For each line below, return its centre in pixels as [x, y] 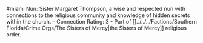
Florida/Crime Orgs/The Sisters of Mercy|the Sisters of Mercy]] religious [96, 28]
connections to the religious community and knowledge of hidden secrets [98, 15]
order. [14, 35]
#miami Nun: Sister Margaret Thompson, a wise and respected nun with [96, 9]
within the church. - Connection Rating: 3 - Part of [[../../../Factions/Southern [101, 21]
